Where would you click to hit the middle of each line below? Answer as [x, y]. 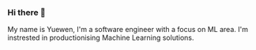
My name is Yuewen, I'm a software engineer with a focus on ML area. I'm [128, 30]
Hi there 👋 [27, 12]
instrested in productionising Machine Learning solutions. [101, 37]
